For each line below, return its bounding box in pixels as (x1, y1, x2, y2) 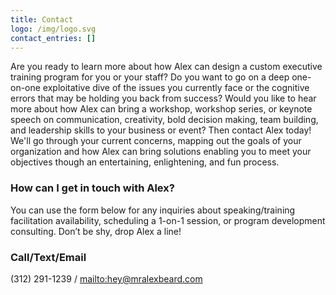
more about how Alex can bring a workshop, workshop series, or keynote (10, 103, 313, 115)
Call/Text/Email (10, 250, 87, 264)
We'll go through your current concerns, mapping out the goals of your (10, 135, 302, 147)
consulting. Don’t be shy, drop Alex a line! (10, 225, 182, 237)
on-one (10, 82, 41, 94)
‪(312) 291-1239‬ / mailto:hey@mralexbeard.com (10, 272, 203, 285)
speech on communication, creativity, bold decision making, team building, (10, 114, 319, 126)
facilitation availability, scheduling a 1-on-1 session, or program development (10, 214, 326, 226)
